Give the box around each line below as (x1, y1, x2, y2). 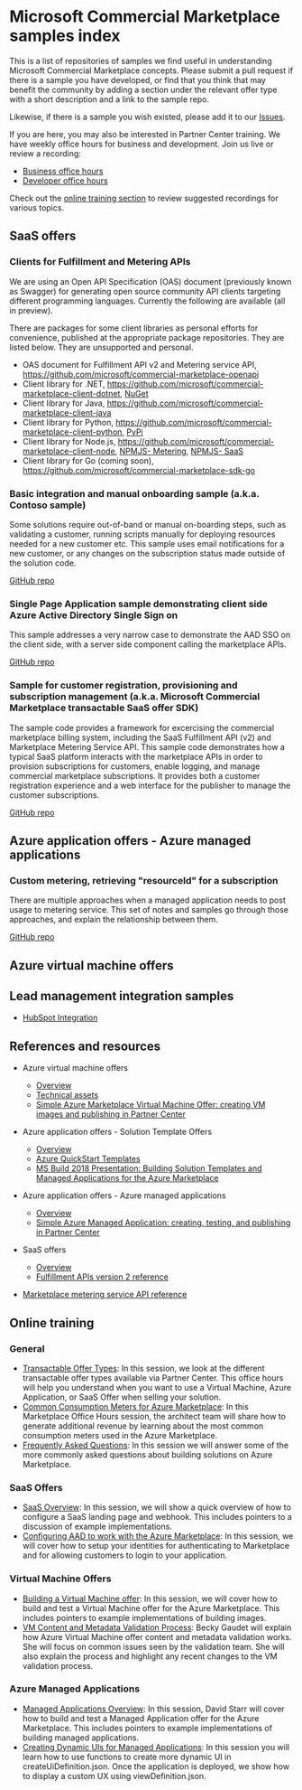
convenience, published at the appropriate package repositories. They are (9, 332, 285, 342)
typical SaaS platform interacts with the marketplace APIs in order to (9, 751, 263, 762)
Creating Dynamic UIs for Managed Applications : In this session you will (22, 1741, 290, 1752)
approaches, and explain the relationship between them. (9, 914, 218, 925)
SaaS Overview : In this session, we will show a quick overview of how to (22, 1502, 291, 1513)
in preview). (9, 305, 53, 315)
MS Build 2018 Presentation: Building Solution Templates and (35, 1163, 263, 1174)
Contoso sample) (9, 499, 87, 511)
